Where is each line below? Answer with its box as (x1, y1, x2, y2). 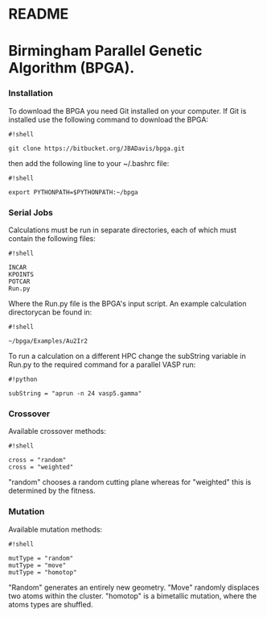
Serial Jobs (8, 206, 54, 218)
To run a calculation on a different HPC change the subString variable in (8, 351, 247, 361)
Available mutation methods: (8, 524, 103, 534)
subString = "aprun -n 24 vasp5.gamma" (8, 389, 142, 398)
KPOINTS (8, 270, 35, 278)
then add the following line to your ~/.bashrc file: (8, 158, 170, 168)
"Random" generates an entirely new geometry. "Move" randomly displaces (8, 582, 260, 592)
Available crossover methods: (8, 427, 107, 436)
